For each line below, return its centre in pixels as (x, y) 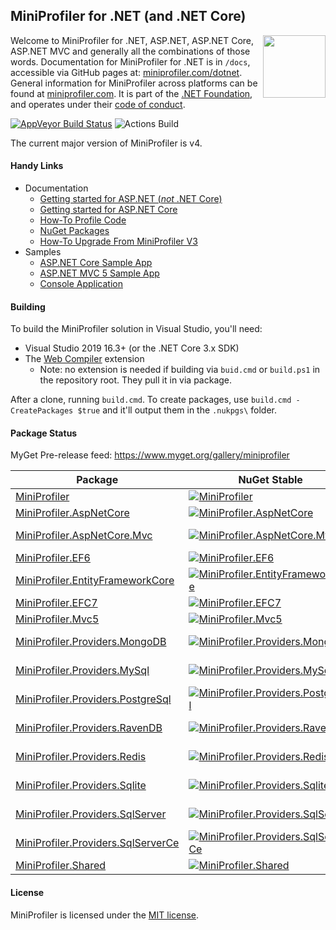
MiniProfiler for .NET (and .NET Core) (128, 16)
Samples (43, 252)
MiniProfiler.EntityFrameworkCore (95, 581)
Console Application (81, 284)
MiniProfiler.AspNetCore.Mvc (84, 536)
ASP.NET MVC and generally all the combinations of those (130, 51)
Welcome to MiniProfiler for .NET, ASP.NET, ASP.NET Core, (132, 40)
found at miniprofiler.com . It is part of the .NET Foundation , (131, 93)
